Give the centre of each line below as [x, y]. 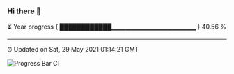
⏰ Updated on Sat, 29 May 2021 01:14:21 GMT [73, 50]
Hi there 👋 [24, 11]
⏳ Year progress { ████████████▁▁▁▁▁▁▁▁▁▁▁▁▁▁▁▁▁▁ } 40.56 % [117, 27]
